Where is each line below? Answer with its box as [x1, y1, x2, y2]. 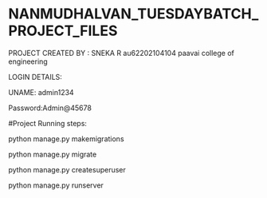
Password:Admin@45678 [8, 103, 92, 113]
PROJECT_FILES [8, 22, 118, 40]
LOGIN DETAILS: [8, 72, 62, 81]
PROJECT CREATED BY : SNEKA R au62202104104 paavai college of [8, 48, 235, 57]
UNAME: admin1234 [8, 87, 74, 97]
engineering [8, 57, 48, 66]
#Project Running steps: [8, 118, 88, 128]
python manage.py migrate [8, 149, 97, 159]
